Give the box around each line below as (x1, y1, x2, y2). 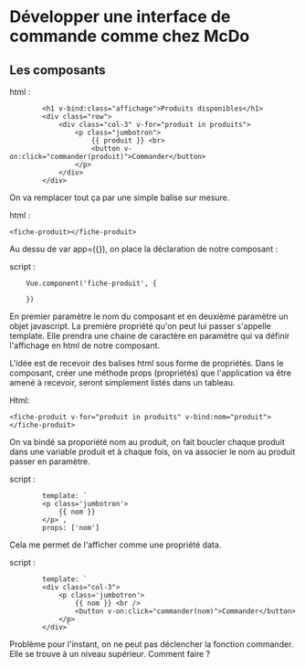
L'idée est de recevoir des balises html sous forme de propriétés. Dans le (9, 358, 284, 368)
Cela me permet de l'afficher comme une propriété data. (9, 539, 222, 550)
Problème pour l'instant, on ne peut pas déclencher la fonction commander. (9, 639, 294, 650)
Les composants (9, 62, 106, 78)
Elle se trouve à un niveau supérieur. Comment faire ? (9, 649, 211, 659)
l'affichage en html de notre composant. (9, 340, 161, 351)
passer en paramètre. (9, 456, 91, 467)
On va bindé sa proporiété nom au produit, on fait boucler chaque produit (9, 437, 286, 447)
